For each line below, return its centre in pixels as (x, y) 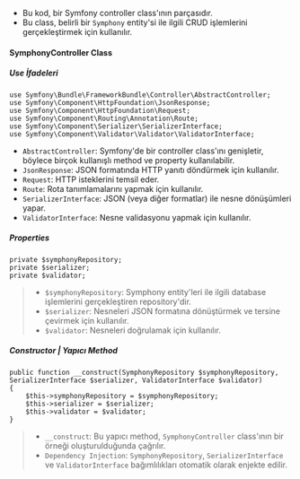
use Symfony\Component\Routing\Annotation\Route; (104, 118)
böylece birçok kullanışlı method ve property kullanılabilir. (128, 160)
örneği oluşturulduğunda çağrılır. (105, 445)
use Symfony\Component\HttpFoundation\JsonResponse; (110, 102)
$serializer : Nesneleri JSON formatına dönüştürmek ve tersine (163, 311)
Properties (30, 238)
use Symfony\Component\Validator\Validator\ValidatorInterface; (132, 134)
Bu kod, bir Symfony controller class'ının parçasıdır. (117, 13)
